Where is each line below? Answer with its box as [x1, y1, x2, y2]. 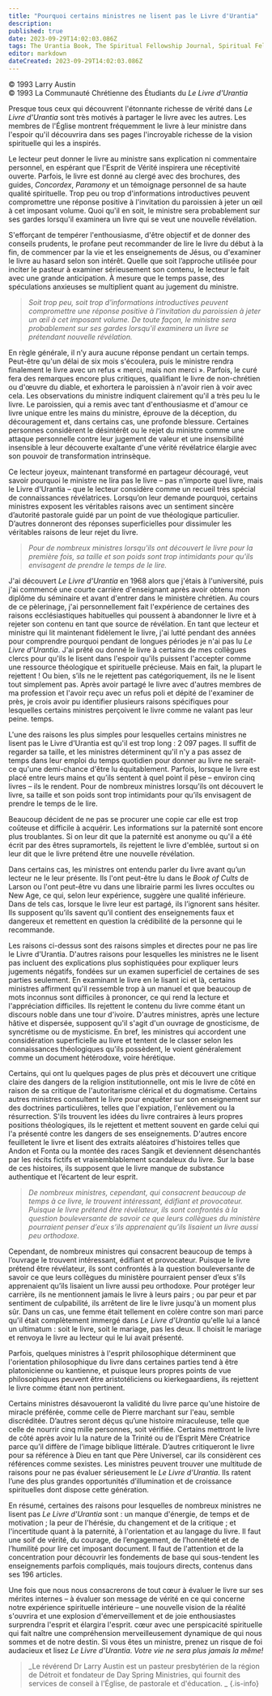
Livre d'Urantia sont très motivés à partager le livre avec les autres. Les [8, 112, 247, 122]
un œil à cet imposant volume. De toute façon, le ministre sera [28, 314, 236, 325]
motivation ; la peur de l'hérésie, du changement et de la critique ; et [8, 1517, 236, 1527]
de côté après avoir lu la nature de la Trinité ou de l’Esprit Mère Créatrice [8, 1433, 251, 1443]
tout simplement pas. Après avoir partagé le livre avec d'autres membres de [8, 679, 261, 689]
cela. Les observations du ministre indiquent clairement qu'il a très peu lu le [8, 390, 261, 400]
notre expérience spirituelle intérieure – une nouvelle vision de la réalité [8, 1602, 246, 1612]
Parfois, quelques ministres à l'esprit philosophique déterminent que [8, 1348, 236, 1358]
